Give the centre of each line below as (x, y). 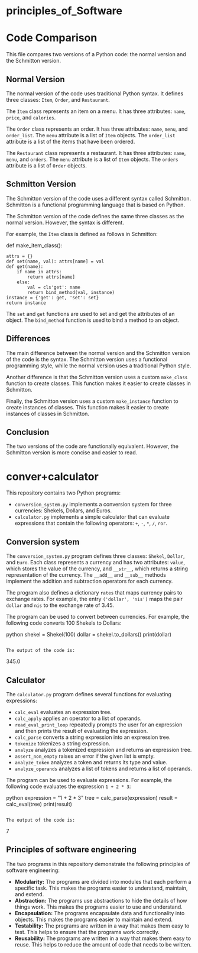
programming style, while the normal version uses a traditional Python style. (99, 366)
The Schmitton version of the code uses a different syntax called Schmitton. (99, 198)
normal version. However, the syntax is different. (65, 222)
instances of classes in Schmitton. (48, 413)
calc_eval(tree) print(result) (39, 804)
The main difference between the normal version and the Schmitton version (98, 353)
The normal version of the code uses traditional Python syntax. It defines (95, 93)
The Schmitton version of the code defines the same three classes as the (95, 216)
